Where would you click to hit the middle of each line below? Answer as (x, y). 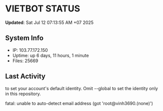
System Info (24, 38)
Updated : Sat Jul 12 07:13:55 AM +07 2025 (49, 22)
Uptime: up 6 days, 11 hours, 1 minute (50, 55)
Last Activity (25, 76)
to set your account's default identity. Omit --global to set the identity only (82, 88)
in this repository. (23, 94)
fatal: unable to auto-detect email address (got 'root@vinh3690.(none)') (79, 103)
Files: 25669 (25, 61)
